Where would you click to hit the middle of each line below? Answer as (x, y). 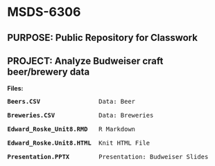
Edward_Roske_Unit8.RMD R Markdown (71, 129)
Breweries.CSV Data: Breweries (80, 116)
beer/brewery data (49, 72)
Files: (15, 89)
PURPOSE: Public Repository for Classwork (102, 38)
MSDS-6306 (44, 12)
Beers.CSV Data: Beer (71, 102)
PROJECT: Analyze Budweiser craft (85, 61)
